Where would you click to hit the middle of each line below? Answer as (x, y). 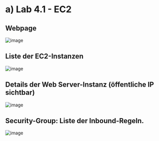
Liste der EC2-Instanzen (44, 56)
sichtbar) (20, 93)
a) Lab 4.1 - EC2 (39, 9)
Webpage (21, 28)
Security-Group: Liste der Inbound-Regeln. (75, 121)
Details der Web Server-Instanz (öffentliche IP (80, 85)
